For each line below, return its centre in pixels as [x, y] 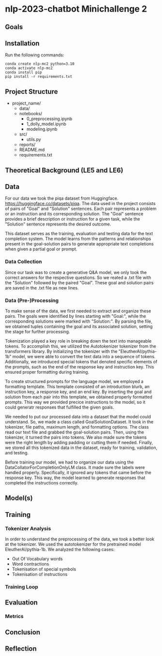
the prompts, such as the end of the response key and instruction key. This [80, 367]
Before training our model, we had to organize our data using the [69, 462]
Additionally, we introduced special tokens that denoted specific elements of [81, 362]
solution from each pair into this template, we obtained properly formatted [79, 397]
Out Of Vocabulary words [37, 559]
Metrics [14, 617]
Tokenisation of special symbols [44, 569]
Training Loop [22, 587]
